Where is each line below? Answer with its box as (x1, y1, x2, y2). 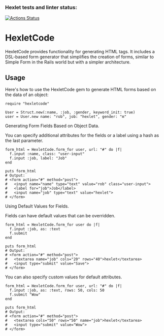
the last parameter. (5, 137, 43, 144)
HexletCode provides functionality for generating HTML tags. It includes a (5, 49, 155, 55)
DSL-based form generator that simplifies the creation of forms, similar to (5, 54, 154, 60)
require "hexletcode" (5, 101, 50, 106)
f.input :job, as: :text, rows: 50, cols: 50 (9, 288, 105, 293)
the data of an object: (5, 92, 49, 98)
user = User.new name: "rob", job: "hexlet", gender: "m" (5, 114, 127, 119)
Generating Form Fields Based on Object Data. (5, 123, 99, 129)
